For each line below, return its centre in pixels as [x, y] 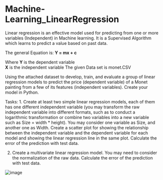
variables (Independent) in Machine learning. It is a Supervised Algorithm [78, 38]
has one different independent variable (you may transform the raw [72, 107]
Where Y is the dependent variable [40, 62]
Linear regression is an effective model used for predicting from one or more [82, 33]
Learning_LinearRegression [62, 19]
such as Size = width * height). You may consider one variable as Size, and [80, 122]
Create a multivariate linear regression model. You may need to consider [84, 153]
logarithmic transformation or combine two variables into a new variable [77, 117]
